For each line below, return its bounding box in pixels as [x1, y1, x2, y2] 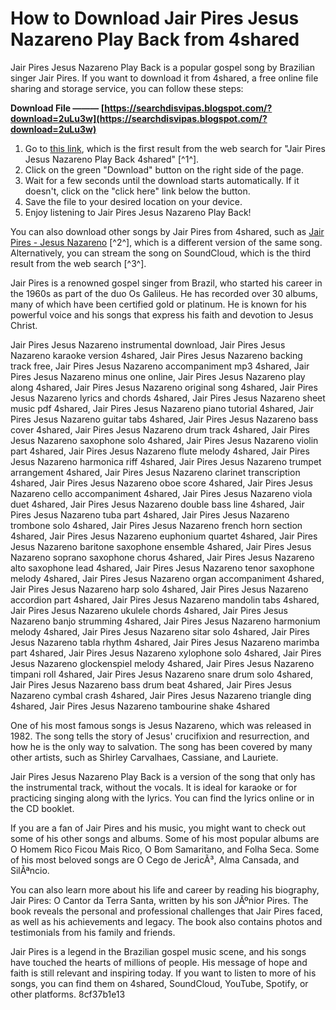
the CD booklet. [10, 802, 75, 814]
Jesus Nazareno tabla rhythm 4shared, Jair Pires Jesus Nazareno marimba [10, 636, 320, 648]
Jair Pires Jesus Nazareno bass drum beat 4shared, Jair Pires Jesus [10, 678, 292, 691]
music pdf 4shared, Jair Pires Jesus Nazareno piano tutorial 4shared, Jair [10, 402, 315, 414]
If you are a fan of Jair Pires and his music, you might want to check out [10, 822, 307, 834]
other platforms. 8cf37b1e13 [10, 988, 126, 1000]
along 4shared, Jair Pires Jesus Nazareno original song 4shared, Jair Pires [10, 381, 318, 393]
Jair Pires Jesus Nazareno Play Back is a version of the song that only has [10, 770, 316, 782]
